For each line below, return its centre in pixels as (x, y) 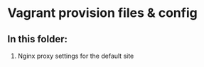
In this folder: (37, 39)
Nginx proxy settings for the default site (76, 56)
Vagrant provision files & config (102, 13)
